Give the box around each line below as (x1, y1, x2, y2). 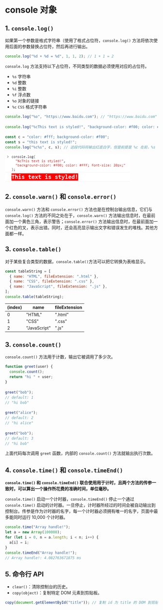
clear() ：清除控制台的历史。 (12, 584, 70, 590)
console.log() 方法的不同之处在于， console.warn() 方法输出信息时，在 (5, 212, 147, 218)
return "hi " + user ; (9, 375, 53, 379)
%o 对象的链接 (12, 98, 40, 103)
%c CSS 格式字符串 (12, 104, 47, 110)
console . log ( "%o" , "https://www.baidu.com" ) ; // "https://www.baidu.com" (5, 114, 158, 119)
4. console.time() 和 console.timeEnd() (5, 466, 123, 474)
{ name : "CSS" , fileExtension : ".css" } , (9, 279, 95, 284)
